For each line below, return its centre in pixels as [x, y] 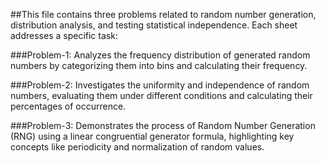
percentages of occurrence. [68, 106]
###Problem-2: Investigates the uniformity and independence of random [160, 85]
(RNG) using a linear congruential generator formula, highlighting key [152, 136]
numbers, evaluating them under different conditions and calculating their [161, 95]
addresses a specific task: [64, 35]
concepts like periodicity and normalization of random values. [137, 147]
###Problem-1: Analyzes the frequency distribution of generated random [160, 55]
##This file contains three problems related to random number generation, [163, 14]
